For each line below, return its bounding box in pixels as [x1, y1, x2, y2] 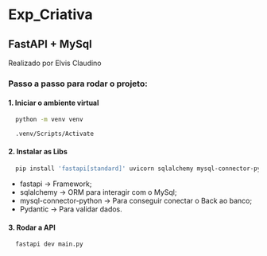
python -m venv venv [15, 115, 83, 124]
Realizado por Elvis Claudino [8, 58, 102, 68]
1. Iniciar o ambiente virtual [8, 98, 99, 107]
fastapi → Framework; [19, 179, 92, 188]
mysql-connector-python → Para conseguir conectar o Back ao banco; [19, 196, 253, 205]
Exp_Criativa [8, 6, 93, 24]
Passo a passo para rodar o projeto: [8, 78, 149, 89]
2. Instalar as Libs [8, 147, 68, 157]
